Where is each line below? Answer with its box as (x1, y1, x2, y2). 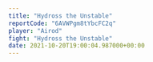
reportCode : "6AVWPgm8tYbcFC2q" (8, 19, 116, 27)
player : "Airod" (8, 27, 62, 35)
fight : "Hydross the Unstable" (8, 34, 113, 43)
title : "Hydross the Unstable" (8, 11, 113, 20)
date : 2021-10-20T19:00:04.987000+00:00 (8, 42, 146, 50)
